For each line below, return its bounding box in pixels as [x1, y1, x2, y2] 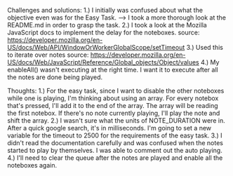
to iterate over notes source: [7, 50, 89, 59]
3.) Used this [186, 43, 223, 51]
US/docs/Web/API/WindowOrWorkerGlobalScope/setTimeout [7, 43, 185, 51]
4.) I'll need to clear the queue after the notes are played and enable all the [7, 154, 223, 162]
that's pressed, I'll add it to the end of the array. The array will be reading [7, 102, 219, 109]
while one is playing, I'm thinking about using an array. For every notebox [7, 94, 219, 102]
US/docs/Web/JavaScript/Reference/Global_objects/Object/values [7, 58, 200, 66]
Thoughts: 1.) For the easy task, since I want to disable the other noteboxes [7, 87, 225, 95]
